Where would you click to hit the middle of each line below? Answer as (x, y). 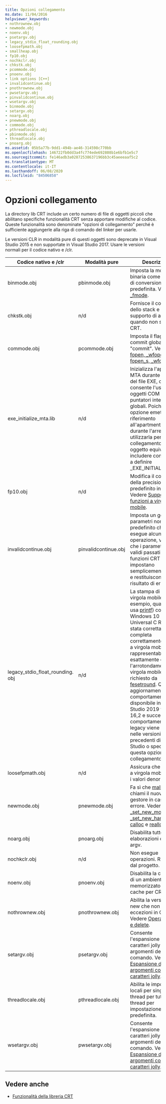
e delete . (140, 925)
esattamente (145, 660)
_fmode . (140, 295)
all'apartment (145, 425)
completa (141, 635)
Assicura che (145, 767)
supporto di (144, 316)
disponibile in (145, 703)
